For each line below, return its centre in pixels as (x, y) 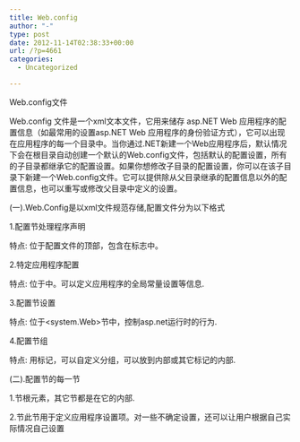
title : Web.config (43, 17)
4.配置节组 (29, 341)
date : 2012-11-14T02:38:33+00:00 (72, 43)
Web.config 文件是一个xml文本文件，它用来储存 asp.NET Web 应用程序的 (144, 121)
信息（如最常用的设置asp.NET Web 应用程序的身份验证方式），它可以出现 (151, 132)
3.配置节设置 (33, 302)
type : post (30, 34)
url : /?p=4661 (36, 51)
